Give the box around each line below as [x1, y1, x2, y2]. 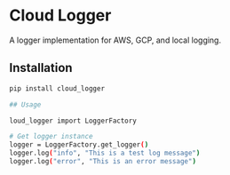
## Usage [9, 99, 42, 109]
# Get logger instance [9, 132, 93, 141]
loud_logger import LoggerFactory [9, 116, 138, 125]
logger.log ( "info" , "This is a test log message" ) [9, 148, 201, 158]
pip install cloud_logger [9, 84, 105, 93]
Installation [9, 60, 73, 76]
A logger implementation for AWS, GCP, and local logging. [9, 35, 222, 45]
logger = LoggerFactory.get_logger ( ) [9, 140, 149, 149]
